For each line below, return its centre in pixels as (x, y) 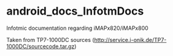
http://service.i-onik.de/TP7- (130, 40)
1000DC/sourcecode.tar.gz (40, 46)
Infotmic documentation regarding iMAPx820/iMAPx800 (77, 28)
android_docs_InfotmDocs (75, 11)
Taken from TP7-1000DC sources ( (50, 40)
